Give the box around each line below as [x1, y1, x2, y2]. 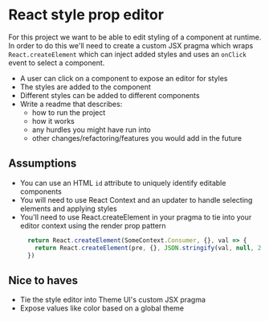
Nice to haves [8, 274, 79, 287]
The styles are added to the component [19, 82, 151, 92]
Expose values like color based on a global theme [19, 303, 185, 313]
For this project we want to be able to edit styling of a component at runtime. [8, 32, 262, 42]
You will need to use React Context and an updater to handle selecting [19, 195, 253, 204]
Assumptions [8, 157, 77, 171]
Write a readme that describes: [19, 99, 123, 109]
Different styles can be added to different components [19, 90, 200, 100]
